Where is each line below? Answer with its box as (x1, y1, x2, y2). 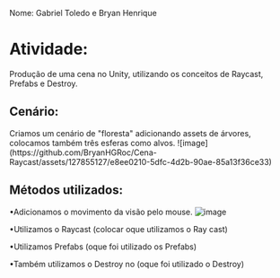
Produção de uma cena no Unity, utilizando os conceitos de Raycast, (9, 68, 264, 79)
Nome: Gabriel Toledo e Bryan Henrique (9, 8, 157, 18)
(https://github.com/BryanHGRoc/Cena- (9, 147, 157, 158)
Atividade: (9, 39, 88, 59)
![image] (177, 137, 208, 148)
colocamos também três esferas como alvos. (9, 137, 176, 148)
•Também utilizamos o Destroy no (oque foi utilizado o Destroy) (9, 258, 245, 269)
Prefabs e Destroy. (9, 78, 78, 89)
